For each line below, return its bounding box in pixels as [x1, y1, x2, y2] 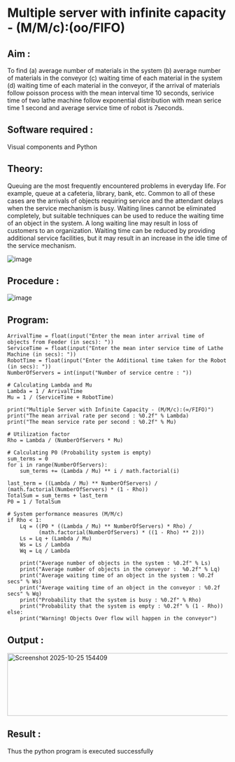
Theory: [7, 163, 43, 175]
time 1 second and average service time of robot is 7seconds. [7, 104, 185, 112]
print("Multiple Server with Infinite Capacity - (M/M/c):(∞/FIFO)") [7, 406, 215, 413]
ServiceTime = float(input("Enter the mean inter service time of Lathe [7, 345, 224, 352]
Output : [7, 634, 44, 646]
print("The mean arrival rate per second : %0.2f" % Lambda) [7, 413, 190, 420]
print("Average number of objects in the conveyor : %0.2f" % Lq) [20, 566, 220, 573]
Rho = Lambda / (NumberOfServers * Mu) [7, 437, 124, 444]
